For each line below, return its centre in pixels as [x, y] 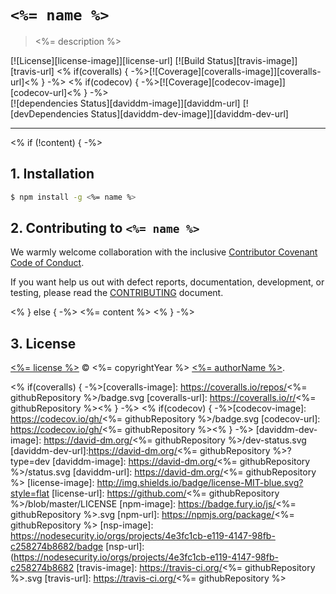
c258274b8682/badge [57, 547]
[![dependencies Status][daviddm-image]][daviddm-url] [125, 103]
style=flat [30, 493]
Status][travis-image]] [252, 60]
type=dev [30, 462]
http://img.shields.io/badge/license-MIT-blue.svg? [200, 483]
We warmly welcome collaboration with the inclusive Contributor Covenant [164, 252]
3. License [43, 343]
